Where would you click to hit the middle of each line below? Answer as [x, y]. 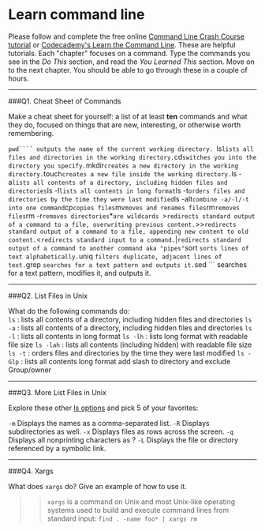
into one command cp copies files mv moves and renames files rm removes [124, 207]
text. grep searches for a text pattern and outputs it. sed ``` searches [127, 264]
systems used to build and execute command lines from [138, 510]
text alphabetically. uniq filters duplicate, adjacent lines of [115, 256]
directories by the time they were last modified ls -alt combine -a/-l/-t [129, 198]
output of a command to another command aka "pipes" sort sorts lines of [129, 247]
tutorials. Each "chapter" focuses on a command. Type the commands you [129, 53]
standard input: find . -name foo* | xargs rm [122, 518]
